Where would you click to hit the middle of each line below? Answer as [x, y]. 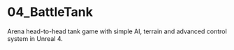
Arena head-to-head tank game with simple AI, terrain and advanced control [117, 31]
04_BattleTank [50, 12]
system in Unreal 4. [35, 38]
